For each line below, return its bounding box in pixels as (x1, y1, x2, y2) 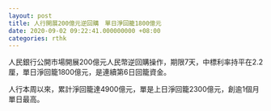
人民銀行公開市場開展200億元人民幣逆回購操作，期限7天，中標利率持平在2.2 (8, 57, 264, 67)
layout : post (8, 11, 53, 20)
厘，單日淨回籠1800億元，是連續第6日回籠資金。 (8, 68, 171, 77)
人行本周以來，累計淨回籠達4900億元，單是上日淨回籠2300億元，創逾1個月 (8, 84, 260, 94)
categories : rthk (8, 34, 67, 43)
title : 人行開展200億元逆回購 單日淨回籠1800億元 (8, 19, 162, 27)
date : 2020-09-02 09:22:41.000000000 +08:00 (8, 27, 161, 35)
